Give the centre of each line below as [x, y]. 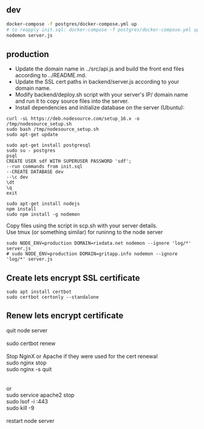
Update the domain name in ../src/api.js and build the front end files [100, 69]
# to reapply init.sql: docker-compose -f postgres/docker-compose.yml [99, 30]
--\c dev [17, 177]
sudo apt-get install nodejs [43, 204]
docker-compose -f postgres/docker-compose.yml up [72, 24]
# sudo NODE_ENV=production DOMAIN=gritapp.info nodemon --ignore [92, 254]
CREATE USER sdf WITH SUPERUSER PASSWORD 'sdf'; [69, 161]
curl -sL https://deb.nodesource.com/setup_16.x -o [73, 119]
